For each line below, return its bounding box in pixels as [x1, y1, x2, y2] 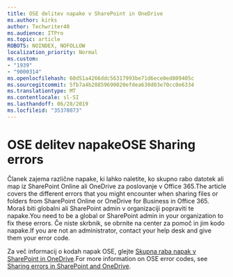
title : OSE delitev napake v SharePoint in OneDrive [7, 10, 163, 17]
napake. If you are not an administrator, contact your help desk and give [7, 226, 212, 235]
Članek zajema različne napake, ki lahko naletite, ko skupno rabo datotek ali [7, 174, 224, 183]
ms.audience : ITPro [7, 29, 64, 37]
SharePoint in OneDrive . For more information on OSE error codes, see [7, 254, 208, 262]
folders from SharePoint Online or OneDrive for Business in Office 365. [7, 196, 210, 205]
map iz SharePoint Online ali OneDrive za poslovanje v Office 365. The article [7, 182, 227, 190]
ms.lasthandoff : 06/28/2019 [7, 101, 89, 108]
